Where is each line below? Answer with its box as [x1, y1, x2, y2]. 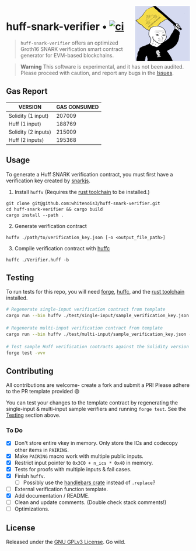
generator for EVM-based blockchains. [20, 52, 114, 59]
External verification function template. [14, 485, 108, 492]
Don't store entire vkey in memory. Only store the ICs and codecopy [14, 440, 178, 447]
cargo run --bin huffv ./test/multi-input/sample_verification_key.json [6, 331, 187, 337]
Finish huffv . [14, 472, 45, 479]
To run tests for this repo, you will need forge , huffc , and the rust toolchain [6, 288, 185, 295]
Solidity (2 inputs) [8, 128, 51, 135]
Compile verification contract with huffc [14, 244, 110, 251]
